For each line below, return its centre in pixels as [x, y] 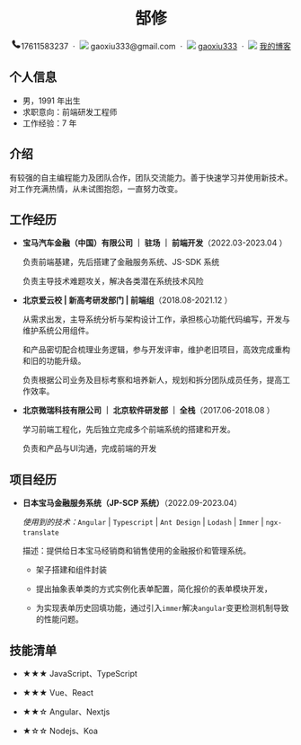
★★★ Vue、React [58, 692]
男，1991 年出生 [51, 101]
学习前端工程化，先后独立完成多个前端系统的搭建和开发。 [128, 430]
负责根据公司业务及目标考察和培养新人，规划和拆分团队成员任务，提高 [152, 380]
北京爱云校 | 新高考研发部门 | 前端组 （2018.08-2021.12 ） [127, 300]
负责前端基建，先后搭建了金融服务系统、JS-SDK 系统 [121, 262]
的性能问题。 [59, 619]
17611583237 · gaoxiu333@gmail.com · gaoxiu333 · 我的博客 [156, 46]
